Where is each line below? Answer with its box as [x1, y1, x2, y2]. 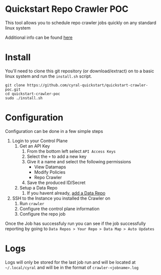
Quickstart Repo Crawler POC [5, 3, 129, 15]
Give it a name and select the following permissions [27, 158, 132, 164]
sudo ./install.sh [5, 95, 43, 100]
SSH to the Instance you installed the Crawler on [12, 195, 110, 201]
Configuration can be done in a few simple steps [5, 128, 103, 134]
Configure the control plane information [19, 206, 100, 212]
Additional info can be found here [5, 34, 73, 40]
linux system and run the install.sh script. [5, 73, 92, 79]
